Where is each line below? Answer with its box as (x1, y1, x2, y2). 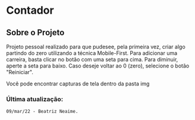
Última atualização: (6, 95, 64, 103)
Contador (6, 4, 55, 17)
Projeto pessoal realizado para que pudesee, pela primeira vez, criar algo (6, 43, 185, 50)
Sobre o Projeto (6, 27, 65, 38)
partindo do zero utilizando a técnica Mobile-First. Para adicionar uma (6, 50, 178, 57)
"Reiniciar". (6, 69, 34, 75)
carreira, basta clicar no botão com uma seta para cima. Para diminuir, (6, 56, 178, 63)
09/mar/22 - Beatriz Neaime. (6, 109, 78, 115)
